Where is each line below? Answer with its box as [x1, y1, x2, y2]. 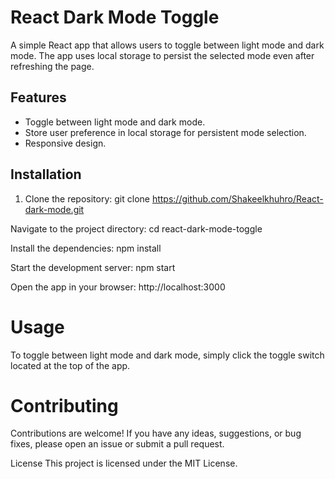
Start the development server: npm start [10, 261, 176, 273]
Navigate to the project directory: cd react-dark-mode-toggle [10, 222, 263, 235]
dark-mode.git [24, 203, 85, 215]
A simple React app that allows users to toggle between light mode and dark [10, 39, 325, 51]
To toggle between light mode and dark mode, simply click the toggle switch [10, 349, 325, 361]
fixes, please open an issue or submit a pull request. [10, 438, 225, 450]
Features [10, 89, 67, 106]
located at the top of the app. [10, 359, 131, 371]
